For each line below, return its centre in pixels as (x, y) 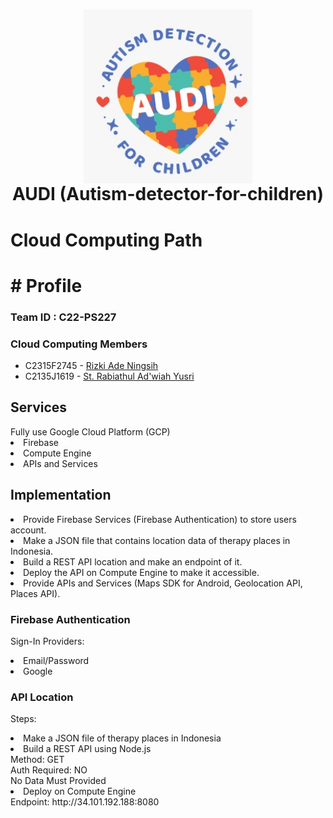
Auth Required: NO (49, 770)
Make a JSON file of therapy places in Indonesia (122, 738)
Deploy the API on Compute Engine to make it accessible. (141, 572)
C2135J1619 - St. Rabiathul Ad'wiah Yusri (109, 376)
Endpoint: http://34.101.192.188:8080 (85, 802)
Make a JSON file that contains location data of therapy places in (157, 540)
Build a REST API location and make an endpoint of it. (133, 561)
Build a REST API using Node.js (87, 749)
